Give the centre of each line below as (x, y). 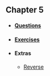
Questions (28, 25)
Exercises (27, 40)
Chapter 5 (25, 10)
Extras (23, 54)
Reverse (33, 67)
